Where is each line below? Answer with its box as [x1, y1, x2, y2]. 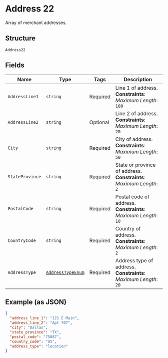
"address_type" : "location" [9, 343, 68, 348]
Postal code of [115, 193, 149, 200]
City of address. [115, 136, 153, 143]
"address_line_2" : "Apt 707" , [9, 320, 72, 325]
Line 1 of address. [115, 84, 158, 91]
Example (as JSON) [5, 297, 66, 306]
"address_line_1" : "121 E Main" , [9, 316, 79, 321]
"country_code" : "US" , [9, 339, 57, 344]
